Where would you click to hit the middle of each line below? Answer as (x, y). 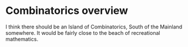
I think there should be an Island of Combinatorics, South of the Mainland (94, 27)
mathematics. (22, 39)
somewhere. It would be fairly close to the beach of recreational (83, 32)
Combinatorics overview (67, 11)
